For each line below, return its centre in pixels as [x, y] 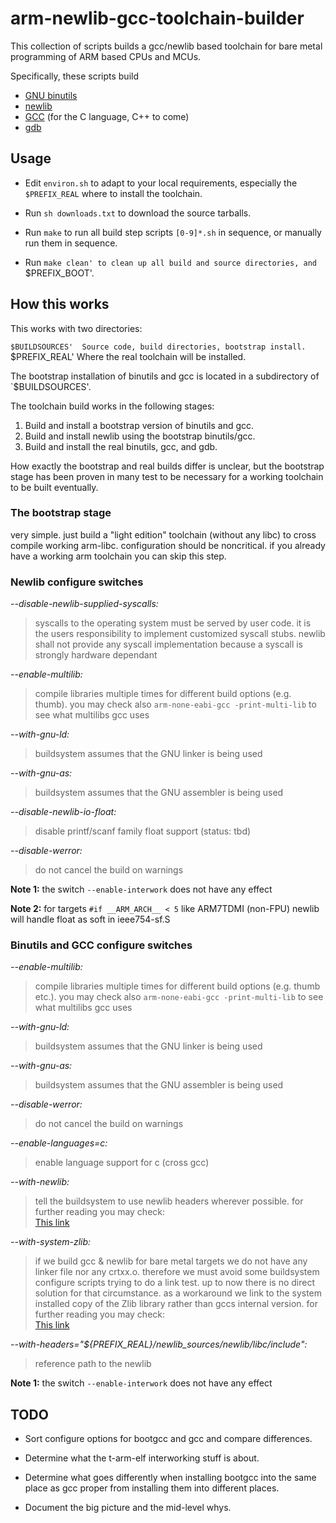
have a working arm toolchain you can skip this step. [118, 556]
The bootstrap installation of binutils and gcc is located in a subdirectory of [165, 376]
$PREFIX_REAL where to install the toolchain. [113, 193]
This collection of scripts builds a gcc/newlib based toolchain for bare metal [166, 46]
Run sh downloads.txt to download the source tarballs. [138, 213]
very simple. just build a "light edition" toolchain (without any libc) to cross [163, 534]
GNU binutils [51, 95]
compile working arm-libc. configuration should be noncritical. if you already [168, 545]
